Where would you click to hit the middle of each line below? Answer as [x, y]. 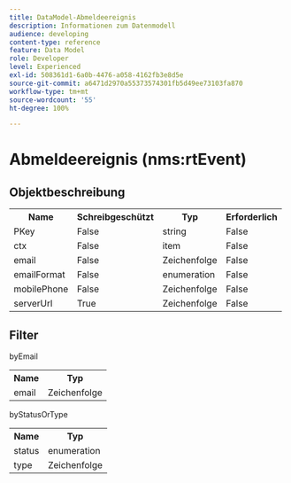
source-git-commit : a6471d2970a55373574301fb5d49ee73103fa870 [126, 83]
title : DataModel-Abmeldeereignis [73, 17]
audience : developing [49, 34]
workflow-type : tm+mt [49, 91]
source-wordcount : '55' [53, 100]
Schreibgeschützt [115, 217]
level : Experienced [45, 67]
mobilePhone [41, 289]
